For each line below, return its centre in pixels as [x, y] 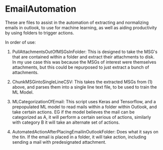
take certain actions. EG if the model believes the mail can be [73, 112]
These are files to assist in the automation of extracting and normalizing [77, 22]
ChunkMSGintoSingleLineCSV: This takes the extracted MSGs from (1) [82, 82]
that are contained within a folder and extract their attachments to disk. [83, 56]
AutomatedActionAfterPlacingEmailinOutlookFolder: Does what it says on [85, 131]
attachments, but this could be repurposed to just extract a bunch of [81, 67]
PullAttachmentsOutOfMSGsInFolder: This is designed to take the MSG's [85, 52]
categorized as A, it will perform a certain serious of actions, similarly [81, 117]
